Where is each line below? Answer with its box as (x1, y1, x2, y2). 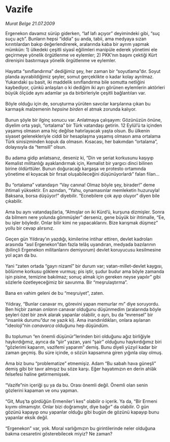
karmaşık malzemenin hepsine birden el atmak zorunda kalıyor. (5, 106, 137, 112)
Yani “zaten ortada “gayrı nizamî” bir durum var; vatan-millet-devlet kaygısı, (5, 263, 163, 269)
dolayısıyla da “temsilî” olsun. (5, 144, 67, 150)
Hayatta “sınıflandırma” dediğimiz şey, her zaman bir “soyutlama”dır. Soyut (5, 68, 161, 74)
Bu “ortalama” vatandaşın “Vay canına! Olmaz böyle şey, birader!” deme (5, 182, 155, 188)
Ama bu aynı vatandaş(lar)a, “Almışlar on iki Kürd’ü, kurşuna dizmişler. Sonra (5, 209, 165, 215)
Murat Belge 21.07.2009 (5, 20, 55, 26)
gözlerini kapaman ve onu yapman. (5, 387, 79, 393)
